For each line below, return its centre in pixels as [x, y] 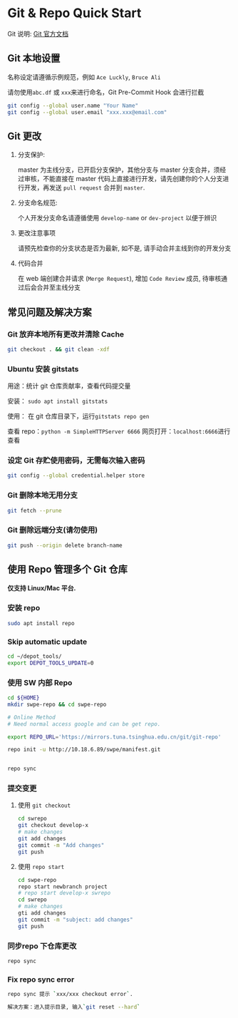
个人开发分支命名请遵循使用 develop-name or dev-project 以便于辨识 [117, 218]
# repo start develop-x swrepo [64, 893]
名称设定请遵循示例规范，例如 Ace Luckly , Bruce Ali [84, 77]
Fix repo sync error [41, 980]
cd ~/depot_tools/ [35, 656]
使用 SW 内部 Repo [40, 682]
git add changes [42, 839]
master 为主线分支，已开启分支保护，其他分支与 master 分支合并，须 [119, 170]
